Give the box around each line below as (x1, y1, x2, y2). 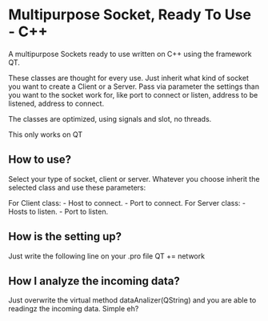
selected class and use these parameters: (8, 183, 146, 192)
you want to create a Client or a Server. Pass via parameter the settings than (8, 82, 260, 91)
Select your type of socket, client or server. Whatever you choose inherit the (8, 174, 260, 183)
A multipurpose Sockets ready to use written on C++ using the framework (8, 49, 252, 58)
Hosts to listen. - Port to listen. (8, 207, 109, 216)
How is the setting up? (8, 230, 122, 243)
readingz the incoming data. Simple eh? (8, 304, 139, 314)
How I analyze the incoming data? (8, 274, 180, 287)
